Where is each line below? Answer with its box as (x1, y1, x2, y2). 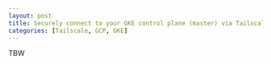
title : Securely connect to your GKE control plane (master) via (8, 19, 232, 27)
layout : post (8, 11, 52, 20)
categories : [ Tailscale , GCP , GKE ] (8, 26, 128, 34)
